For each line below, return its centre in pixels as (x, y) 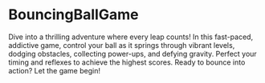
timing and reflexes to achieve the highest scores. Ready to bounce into (127, 62)
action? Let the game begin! (54, 70)
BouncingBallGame (73, 15)
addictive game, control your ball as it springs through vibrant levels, (122, 45)
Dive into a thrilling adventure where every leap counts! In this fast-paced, (131, 37)
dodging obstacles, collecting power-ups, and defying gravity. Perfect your (132, 53)
